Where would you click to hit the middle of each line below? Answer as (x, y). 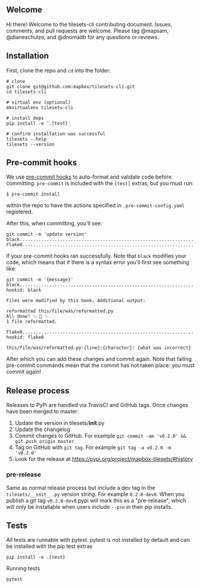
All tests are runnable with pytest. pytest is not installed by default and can (98, 540)
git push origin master (45, 442)
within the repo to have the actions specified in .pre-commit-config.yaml (95, 206)
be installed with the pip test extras (49, 546)
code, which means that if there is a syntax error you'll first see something (98, 263)
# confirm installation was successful (56, 134)
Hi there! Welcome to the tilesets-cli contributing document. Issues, (89, 24)
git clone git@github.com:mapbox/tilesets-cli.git (71, 86)
